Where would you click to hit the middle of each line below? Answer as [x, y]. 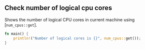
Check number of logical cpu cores [58, 8]
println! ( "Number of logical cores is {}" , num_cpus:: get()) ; [77, 38]
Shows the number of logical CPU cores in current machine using [70, 19]
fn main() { [16, 33]
